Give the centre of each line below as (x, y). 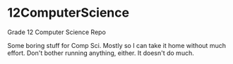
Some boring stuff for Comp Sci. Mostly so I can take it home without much (116, 45)
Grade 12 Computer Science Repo (56, 32)
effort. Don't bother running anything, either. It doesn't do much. (101, 53)
